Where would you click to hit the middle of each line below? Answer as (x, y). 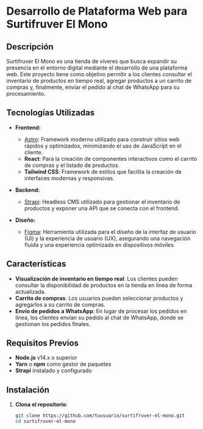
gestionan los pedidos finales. (53, 324)
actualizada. (30, 291)
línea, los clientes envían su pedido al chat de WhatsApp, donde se (99, 317)
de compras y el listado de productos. (72, 165)
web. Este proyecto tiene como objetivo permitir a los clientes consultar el (99, 74)
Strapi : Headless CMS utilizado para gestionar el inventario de (102, 202)
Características (36, 264)
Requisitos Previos (43, 343)
